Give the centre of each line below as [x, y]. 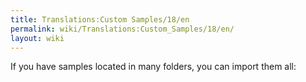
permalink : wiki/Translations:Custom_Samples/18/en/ [122, 29]
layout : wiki [37, 38]
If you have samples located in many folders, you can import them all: [153, 67]
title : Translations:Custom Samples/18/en [100, 19]
